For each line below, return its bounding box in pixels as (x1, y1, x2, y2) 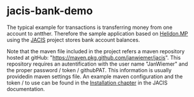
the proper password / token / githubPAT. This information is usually (6, 66, 172, 73)
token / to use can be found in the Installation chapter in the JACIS (6, 79, 167, 86)
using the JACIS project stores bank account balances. (6, 36, 140, 43)
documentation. (6, 85, 45, 92)
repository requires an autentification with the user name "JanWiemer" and (6, 60, 188, 67)
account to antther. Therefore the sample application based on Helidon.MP (6, 30, 188, 37)
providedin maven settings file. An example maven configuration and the (6, 73, 183, 80)
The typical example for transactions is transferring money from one (6, 24, 173, 31)
